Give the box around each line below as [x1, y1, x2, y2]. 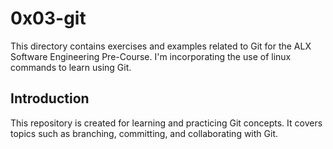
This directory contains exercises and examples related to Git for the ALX [10, 40, 312, 52]
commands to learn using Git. [10, 61, 132, 73]
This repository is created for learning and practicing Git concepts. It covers [10, 117, 323, 129]
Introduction [10, 90, 90, 107]
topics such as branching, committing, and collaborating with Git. [10, 127, 278, 139]
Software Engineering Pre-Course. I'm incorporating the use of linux [10, 50, 292, 62]
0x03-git [10, 7, 87, 30]
